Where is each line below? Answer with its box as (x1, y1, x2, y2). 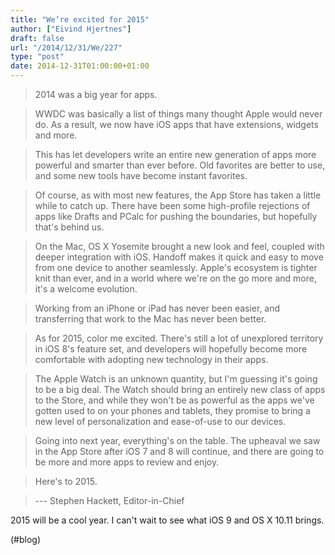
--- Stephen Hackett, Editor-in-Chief (34, 495, 185, 506)
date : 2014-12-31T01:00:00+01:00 (10, 61, 150, 71)
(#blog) (10, 534, 42, 545)
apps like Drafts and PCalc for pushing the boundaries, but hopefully (34, 211, 318, 222)
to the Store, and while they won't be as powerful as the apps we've (34, 394, 315, 406)
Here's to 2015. (34, 476, 98, 487)
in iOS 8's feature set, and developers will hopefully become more (34, 343, 308, 355)
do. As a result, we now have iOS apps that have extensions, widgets (34, 119, 319, 130)
